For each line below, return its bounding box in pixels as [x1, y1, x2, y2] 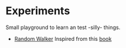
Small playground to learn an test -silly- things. [5, 24, 121, 31]
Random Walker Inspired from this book [14, 35, 112, 42]
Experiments [5, 4, 70, 18]
